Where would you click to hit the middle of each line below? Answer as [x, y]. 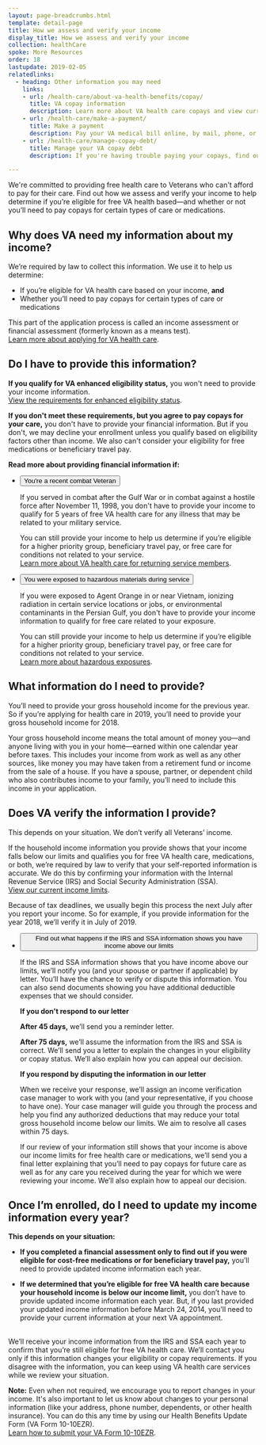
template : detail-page [46, 23]
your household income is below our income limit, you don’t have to [133, 1293]
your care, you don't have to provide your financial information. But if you [128, 424]
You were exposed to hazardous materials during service [106, 579]
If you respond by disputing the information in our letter [113, 1073]
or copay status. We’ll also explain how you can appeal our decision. [131, 1058]
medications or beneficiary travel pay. [70, 449]
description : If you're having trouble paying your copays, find [139, 155]
